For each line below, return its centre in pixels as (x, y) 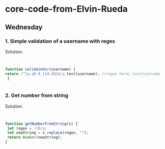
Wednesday (24, 27)
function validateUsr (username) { (41, 69)
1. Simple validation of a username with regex (60, 41)
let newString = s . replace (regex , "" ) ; (48, 133)
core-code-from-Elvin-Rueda (67, 9)
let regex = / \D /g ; (27, 128)
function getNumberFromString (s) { (41, 124)
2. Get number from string (37, 96)
